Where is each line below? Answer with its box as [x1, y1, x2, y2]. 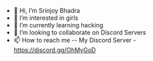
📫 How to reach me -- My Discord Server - [13, 36, 137, 44]
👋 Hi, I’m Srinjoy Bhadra [13, 7, 81, 14]
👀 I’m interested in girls [13, 14, 79, 22]
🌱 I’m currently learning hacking [13, 21, 104, 29]
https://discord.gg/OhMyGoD [13, 46, 96, 54]
